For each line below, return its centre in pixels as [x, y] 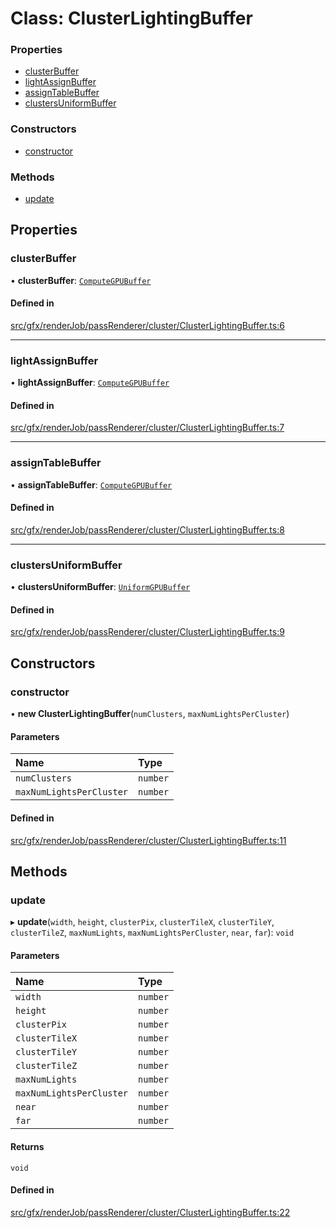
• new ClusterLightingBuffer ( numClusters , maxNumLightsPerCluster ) [150, 714]
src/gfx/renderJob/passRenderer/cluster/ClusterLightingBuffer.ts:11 [148, 840]
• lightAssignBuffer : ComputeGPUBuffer [90, 383]
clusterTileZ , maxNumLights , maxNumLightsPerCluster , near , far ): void [152, 933]
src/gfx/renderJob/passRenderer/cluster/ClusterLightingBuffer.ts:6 [147, 325]
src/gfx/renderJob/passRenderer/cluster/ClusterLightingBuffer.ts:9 [147, 632]
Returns [27, 1147]
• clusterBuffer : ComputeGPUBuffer [81, 280]
